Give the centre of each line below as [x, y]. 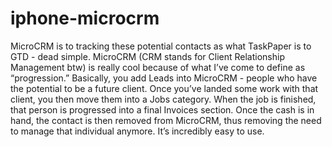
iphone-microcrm [85, 18]
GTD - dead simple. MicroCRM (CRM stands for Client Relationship [147, 56]
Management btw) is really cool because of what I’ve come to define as [158, 67]
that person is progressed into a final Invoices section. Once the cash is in [162, 109]
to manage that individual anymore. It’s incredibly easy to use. [137, 131]
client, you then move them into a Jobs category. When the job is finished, [163, 99]
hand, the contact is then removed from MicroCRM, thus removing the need [166, 120]
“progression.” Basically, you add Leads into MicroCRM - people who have [164, 78]
